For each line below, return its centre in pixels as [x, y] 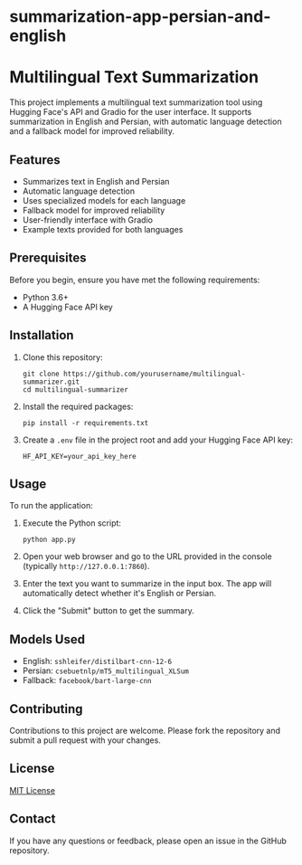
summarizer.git [51, 382]
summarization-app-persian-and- [140, 17]
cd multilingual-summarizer [75, 390]
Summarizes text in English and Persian [96, 181]
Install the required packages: [78, 406]
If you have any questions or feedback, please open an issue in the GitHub [148, 841]
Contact [33, 819]
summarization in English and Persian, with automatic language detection [146, 122]
